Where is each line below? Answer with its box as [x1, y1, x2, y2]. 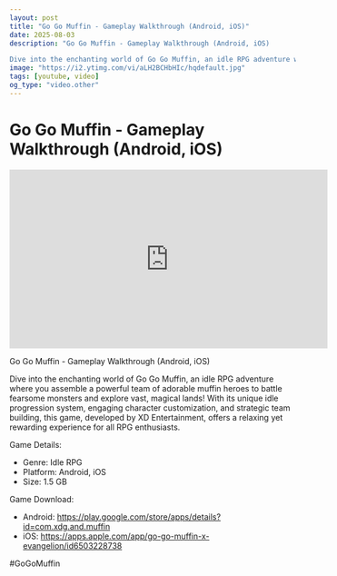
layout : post [9, 13, 59, 23]
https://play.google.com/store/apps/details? [56, 511, 221, 522]
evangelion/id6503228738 [22, 540, 123, 551]
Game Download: [9, 493, 74, 504]
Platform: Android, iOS [22, 466, 107, 477]
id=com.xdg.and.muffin [22, 521, 111, 531]
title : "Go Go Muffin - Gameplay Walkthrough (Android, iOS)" [9, 22, 250, 31]
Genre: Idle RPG [22, 456, 84, 468]
